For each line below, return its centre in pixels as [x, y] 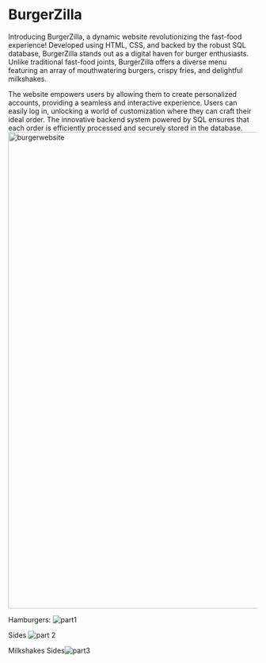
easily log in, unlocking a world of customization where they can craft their [130, 111]
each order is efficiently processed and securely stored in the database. [125, 128]
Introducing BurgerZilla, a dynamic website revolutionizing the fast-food [125, 37]
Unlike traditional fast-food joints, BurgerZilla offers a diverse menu [118, 62]
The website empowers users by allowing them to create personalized [123, 94]
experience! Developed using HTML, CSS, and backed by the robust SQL [127, 44]
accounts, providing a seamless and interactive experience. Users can [123, 102]
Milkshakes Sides [36, 650]
